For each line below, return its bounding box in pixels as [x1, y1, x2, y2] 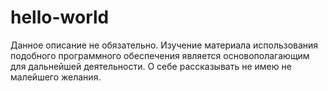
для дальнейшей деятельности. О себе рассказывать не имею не [10, 60, 292, 72]
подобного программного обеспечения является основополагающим [10, 49, 310, 61]
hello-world [10, 6, 110, 29]
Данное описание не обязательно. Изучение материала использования [10, 39, 319, 51]
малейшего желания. [10, 71, 102, 83]
